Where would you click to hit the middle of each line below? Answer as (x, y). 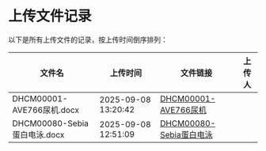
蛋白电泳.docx (38, 134)
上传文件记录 (50, 16)
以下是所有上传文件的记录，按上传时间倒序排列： (88, 40)
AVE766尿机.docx (46, 110)
